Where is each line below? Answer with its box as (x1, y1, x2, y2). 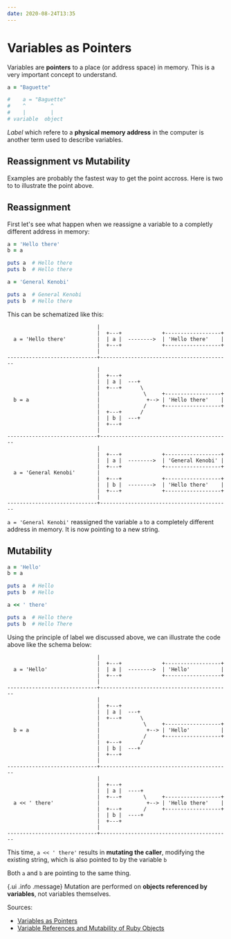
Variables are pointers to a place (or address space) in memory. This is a (7, 63, 215, 71)
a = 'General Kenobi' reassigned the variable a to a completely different (7, 517, 214, 526)
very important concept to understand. (7, 70, 118, 78)
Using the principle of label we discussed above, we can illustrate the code (7, 632, 221, 641)
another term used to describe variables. (7, 135, 123, 144)
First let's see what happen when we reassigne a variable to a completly (7, 220, 213, 228)
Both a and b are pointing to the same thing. (7, 868, 131, 877)
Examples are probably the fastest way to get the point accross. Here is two (7, 174, 223, 182)
